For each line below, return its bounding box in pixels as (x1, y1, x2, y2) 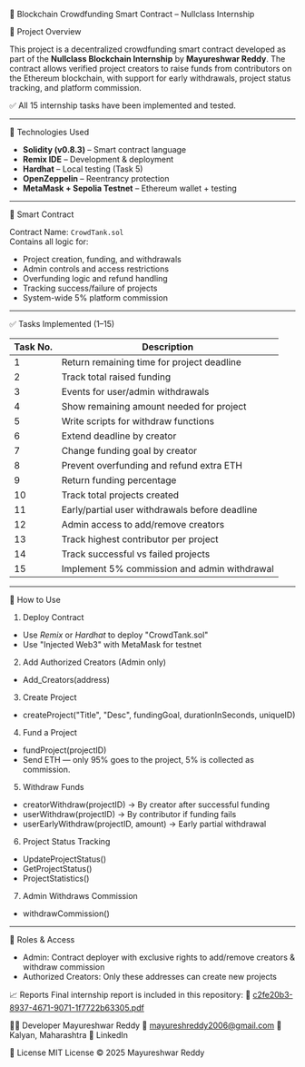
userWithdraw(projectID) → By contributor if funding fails (22, 809, 237, 819)
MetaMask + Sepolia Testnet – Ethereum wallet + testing (22, 183, 238, 193)
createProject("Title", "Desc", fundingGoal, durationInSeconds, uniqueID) (22, 709, 296, 720)
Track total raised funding (61, 370, 171, 383)
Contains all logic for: (9, 236, 89, 247)
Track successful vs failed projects (61, 548, 211, 560)
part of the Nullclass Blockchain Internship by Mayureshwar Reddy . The (9, 54, 286, 64)
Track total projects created (61, 489, 180, 501)
